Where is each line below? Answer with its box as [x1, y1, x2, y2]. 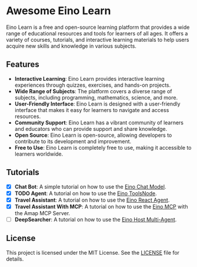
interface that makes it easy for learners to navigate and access [14, 106, 169, 113]
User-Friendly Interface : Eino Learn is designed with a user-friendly [14, 100, 181, 107]
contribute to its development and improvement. [14, 137, 132, 145]
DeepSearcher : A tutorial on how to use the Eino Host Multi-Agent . [14, 216, 177, 223]
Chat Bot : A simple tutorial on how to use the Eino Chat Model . [14, 183, 166, 190]
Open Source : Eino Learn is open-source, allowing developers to [14, 131, 172, 139]
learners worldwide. [14, 150, 64, 157]
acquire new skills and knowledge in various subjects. [6, 42, 137, 50]
